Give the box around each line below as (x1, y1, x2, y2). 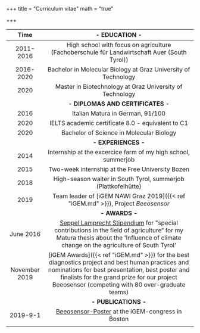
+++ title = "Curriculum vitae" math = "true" (6, 5, 114, 12)
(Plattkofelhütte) (96, 182, 142, 190)
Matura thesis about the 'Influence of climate (56, 234, 182, 242)
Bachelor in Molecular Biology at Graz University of (47, 66, 190, 73)
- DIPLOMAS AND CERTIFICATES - (68, 99, 170, 108)
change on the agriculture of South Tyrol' (61, 241, 177, 249)
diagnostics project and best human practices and (48, 259, 189, 266)
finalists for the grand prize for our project (60, 273, 177, 281)
